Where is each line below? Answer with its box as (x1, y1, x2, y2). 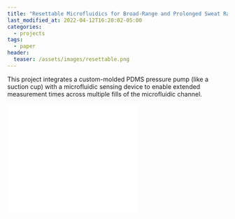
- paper (13, 43, 36, 50)
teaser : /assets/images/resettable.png (13, 56, 130, 63)
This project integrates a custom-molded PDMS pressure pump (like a (7, 75, 208, 83)
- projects (13, 29, 45, 37)
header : (7, 50, 30, 57)
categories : (7, 23, 42, 30)
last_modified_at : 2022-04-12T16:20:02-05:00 (7, 17, 142, 24)
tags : (7, 36, 23, 43)
